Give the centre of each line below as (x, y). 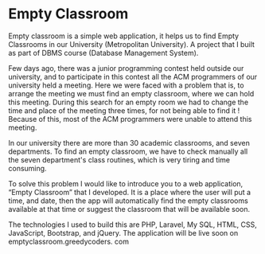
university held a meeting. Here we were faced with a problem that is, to (126, 85)
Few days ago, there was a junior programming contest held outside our (126, 68)
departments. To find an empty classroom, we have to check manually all (128, 151)
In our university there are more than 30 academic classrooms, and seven (129, 143)
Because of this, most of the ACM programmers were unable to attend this (130, 119)
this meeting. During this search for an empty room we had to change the (129, 102)
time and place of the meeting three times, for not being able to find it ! (124, 110)
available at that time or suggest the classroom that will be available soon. (129, 209)
